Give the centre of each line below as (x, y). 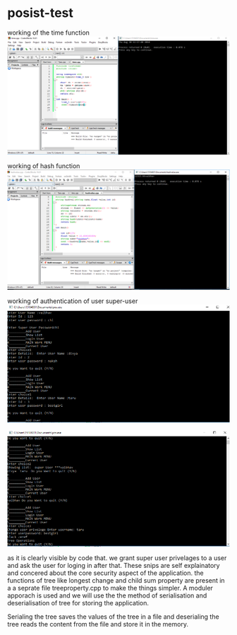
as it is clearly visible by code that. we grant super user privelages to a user (117, 558)
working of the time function (49, 32)
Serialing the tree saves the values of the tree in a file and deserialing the (114, 617)
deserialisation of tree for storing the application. (78, 603)
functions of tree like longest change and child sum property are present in (116, 580)
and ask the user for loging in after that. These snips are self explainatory (114, 565)
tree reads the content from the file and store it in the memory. (98, 624)
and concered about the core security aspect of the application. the (105, 573)
